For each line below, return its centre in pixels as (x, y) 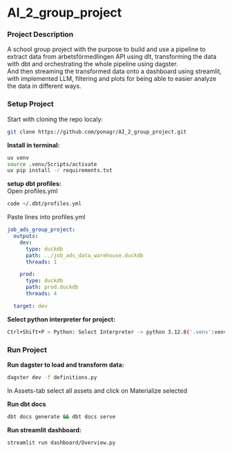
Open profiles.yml (32, 191)
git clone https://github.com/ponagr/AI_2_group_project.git (97, 132)
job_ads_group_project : (41, 230)
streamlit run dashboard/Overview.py (61, 443)
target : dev (31, 306)
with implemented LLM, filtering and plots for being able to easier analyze (112, 79)
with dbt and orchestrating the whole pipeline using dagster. (93, 64)
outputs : (26, 237)
